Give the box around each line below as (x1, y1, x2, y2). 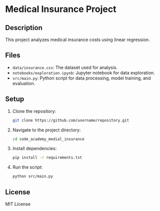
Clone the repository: (12, 108, 56, 114)
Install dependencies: (12, 145, 57, 151)
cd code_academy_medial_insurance (12, 136, 84, 141)
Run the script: (12, 164, 43, 170)
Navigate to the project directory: (12, 126, 81, 133)
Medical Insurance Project (5, 3, 116, 15)
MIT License (5, 201, 31, 207)
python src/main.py (12, 174, 53, 179)
